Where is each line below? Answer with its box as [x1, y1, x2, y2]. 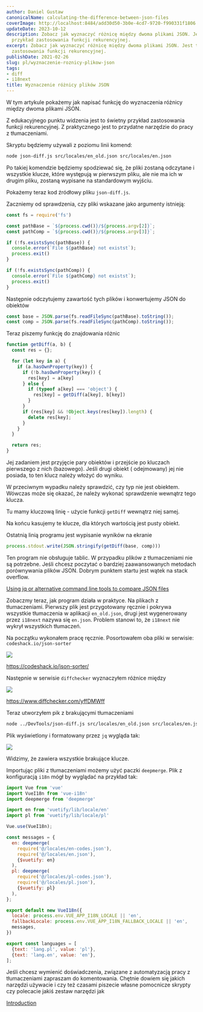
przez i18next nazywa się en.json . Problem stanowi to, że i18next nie [6, 616, 180, 623]
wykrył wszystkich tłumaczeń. [6, 622, 82, 629]
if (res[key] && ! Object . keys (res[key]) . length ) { [22, 409, 153, 415]
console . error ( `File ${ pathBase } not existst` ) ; [11, 245, 137, 251]
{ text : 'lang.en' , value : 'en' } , [11, 951, 96, 958]
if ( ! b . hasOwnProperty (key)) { [22, 369, 101, 375]
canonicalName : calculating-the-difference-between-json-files [6, 15, 169, 21]
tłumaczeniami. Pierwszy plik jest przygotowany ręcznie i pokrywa [6, 603, 172, 610]
